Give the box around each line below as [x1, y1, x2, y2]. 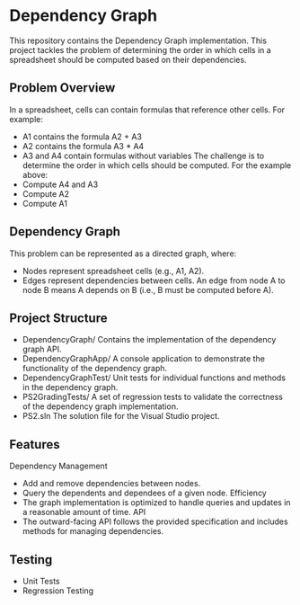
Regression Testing [22, 585, 94, 596]
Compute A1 [22, 198, 67, 209]
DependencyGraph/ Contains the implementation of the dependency [22, 334, 277, 345]
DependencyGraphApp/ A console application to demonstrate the [22, 353, 265, 364]
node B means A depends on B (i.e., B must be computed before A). [22, 284, 274, 295]
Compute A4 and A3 [22, 179, 99, 190]
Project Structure [9, 310, 108, 325]
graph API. [22, 343, 62, 355]
